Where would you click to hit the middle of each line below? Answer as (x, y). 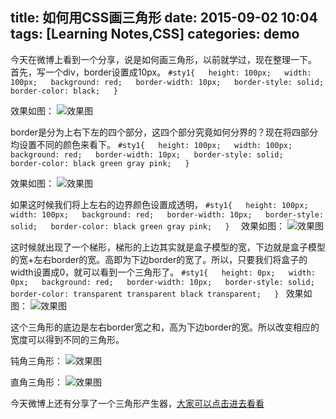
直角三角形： (36, 382)
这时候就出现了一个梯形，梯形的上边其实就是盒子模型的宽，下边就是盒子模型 (168, 247)
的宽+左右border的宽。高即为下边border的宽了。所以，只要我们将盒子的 (159, 259)
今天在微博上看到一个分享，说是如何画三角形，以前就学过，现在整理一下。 (163, 59)
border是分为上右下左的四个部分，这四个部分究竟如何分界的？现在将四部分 (164, 132)
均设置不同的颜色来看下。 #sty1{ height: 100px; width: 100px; (151, 144)
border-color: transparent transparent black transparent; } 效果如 (161, 293)
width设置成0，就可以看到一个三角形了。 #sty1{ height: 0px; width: (163, 272)
